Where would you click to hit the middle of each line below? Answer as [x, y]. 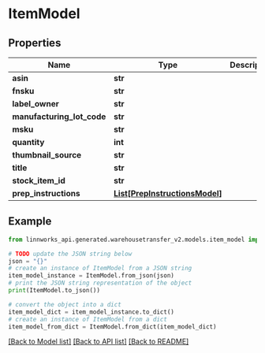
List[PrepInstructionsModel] [168, 193]
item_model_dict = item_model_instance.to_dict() [91, 312]
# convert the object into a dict [65, 304]
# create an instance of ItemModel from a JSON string [100, 269]
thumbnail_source [47, 155]
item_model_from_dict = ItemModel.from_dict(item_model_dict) [112, 327]
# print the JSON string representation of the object [100, 283]
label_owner [35, 104]
